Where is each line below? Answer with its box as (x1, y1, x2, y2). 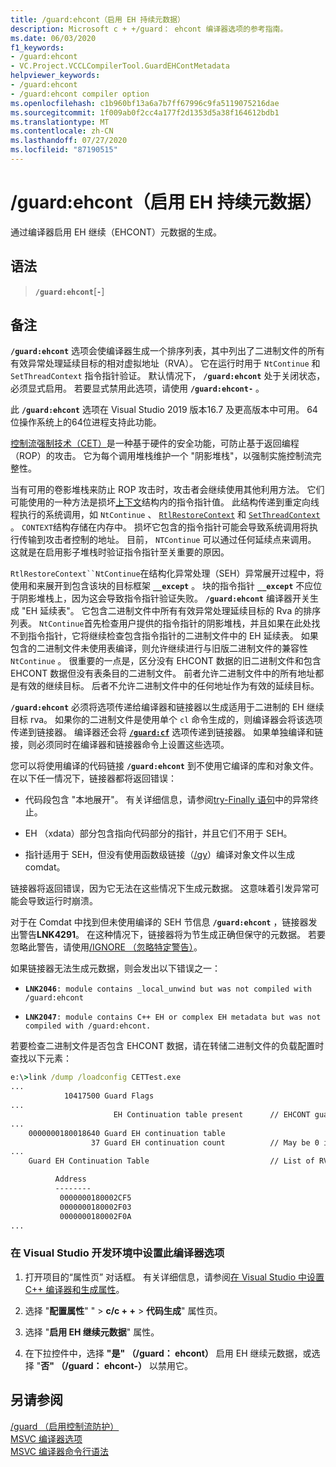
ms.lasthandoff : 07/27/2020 (10, 136, 128, 146)
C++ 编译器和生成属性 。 (24, 1283, 125, 1295)
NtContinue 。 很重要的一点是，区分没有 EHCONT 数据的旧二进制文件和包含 (10, 655, 322, 667)
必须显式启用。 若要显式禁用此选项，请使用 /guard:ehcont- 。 (10, 382, 265, 395)
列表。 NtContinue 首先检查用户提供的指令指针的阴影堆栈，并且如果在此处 (10, 617, 312, 630)
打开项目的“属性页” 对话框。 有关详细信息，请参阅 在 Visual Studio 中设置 (24, 1271, 325, 1283)
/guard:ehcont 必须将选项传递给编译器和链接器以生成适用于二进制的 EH (10, 701, 305, 713)
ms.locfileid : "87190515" (10, 145, 118, 155)
